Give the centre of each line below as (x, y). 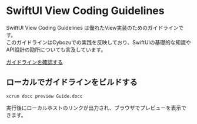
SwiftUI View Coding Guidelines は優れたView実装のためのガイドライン (92, 27)
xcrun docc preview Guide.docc (44, 96)
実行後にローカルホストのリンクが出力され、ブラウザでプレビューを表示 (94, 108)
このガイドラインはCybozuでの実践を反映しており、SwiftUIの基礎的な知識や (98, 42)
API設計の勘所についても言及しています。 (56, 49)
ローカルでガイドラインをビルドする (72, 82)
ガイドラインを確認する (34, 62)
